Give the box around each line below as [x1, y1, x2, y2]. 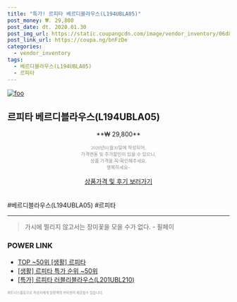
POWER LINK [7, 241, 53, 250]
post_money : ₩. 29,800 [7, 17, 74, 24]
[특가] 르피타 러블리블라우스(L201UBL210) [17, 275, 135, 284]
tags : [7, 56, 23, 64]
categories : [7, 43, 42, 50]
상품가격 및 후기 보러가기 [84, 177, 153, 186]
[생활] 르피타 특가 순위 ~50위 [17, 266, 98, 275]
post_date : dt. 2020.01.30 [7, 23, 87, 30]
